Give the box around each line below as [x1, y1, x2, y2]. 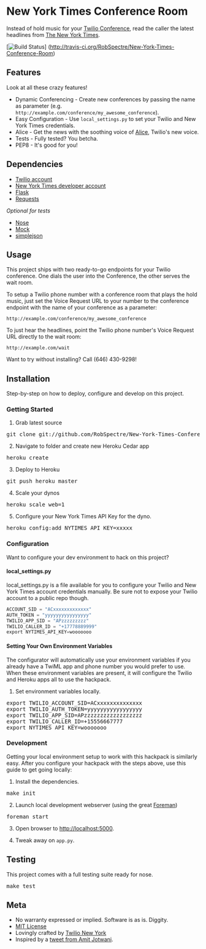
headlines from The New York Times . [6, 31, 100, 38]
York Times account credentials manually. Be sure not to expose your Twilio [6, 588, 198, 595]
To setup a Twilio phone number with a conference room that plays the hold [6, 291, 197, 299]
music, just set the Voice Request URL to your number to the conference [6, 297, 189, 305]
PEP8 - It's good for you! [15, 141, 78, 149]
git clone [6, 431, 36, 438]
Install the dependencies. [15, 778, 80, 785]
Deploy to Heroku [15, 466, 60, 474]
